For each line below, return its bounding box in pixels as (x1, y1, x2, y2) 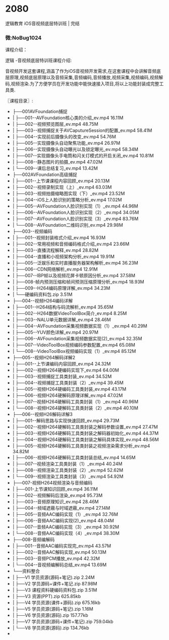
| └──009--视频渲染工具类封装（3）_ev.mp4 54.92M (12, 473, 124, 479)
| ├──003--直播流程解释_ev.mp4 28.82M (12, 247, 99, 253)
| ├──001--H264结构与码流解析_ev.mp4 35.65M (12, 304, 114, 310)
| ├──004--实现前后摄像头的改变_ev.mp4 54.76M (12, 134, 116, 140)
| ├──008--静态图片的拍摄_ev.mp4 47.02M (12, 159, 102, 165)
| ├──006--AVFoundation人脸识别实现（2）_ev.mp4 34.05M (12, 209, 139, 216)
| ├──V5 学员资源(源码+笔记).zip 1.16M (12, 606, 93, 612)
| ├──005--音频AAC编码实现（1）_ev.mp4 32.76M (12, 511, 119, 517)
